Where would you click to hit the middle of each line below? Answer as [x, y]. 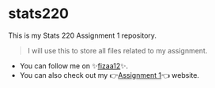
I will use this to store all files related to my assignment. [117, 50]
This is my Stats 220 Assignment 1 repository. [82, 35]
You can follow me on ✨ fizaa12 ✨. [74, 66]
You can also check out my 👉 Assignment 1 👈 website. [109, 75]
